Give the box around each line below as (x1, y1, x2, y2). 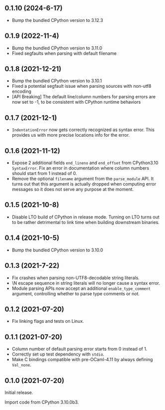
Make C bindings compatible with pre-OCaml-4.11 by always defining (11, 357, 153, 363)
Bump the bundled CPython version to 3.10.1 (11, 78, 102, 84)
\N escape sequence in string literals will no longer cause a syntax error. (11, 280, 160, 286)
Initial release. (4, 389, 33, 396)
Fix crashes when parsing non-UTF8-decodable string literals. (11, 274, 140, 281)
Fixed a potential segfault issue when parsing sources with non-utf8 (11, 83, 152, 89)
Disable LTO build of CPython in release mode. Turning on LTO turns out (11, 214, 160, 220)
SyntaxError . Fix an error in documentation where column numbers (11, 165, 150, 171)
